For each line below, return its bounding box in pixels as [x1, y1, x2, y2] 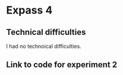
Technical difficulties [6, 27, 86, 37]
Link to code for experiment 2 [6, 60, 118, 70]
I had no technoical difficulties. [6, 43, 81, 50]
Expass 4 [6, 4, 53, 17]
